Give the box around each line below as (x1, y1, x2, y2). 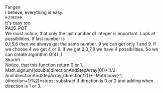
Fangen (5, 4, 21, 10)
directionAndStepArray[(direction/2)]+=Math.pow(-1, (14, 73, 123, 78)
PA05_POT (5, 25, 27, 31)
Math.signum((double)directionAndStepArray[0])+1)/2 (5, 67, 116, 73)
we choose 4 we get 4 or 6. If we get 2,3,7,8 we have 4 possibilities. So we (5, 46, 159, 52)
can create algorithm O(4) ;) (5, 51, 63, 57)
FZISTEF (5, 15, 23, 20)
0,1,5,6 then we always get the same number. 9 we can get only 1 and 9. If (5, 41, 156, 46)
